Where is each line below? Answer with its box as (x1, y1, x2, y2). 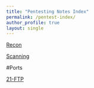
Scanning (6, 53, 30, 60)
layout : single (6, 25, 44, 31)
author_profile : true (6, 19, 60, 25)
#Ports (6, 64, 23, 71)
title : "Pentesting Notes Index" (6, 8, 89, 15)
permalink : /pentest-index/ (6, 14, 76, 20)
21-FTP (6, 76, 24, 83)
